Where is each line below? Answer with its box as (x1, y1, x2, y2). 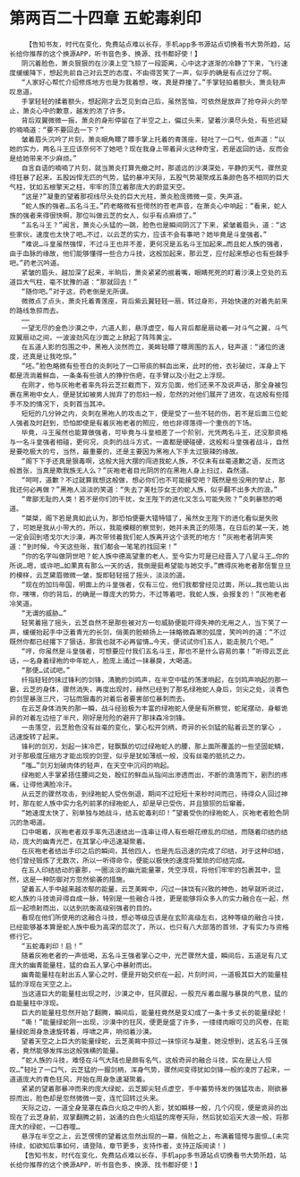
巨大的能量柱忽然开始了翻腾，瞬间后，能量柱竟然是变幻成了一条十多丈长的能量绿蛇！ (21, 1008, 288, 1017)
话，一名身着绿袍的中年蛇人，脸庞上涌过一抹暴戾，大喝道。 (9, 656, 196, 665)
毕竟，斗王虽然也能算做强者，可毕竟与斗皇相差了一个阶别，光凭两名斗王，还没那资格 (21, 428, 288, 437)
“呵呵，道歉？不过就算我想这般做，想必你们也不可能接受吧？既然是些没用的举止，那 (21, 475, 286, 484)
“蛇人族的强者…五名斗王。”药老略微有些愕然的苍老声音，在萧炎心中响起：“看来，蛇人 (21, 201, 288, 210)
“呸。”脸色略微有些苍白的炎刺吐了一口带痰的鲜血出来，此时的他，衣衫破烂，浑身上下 (21, 362, 287, 371)
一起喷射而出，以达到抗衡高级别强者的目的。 (15, 903, 157, 913)
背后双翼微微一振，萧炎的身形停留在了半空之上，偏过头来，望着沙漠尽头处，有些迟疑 (21, 115, 288, 125)
